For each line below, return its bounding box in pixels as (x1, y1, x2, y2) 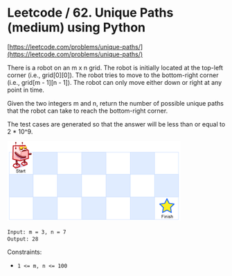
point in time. (7, 86, 45, 94)
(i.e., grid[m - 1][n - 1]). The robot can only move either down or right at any (7, 78, 222, 86)
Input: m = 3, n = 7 (7, 228, 67, 236)
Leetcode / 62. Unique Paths (7, 5, 174, 21)
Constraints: (7, 247, 42, 256)
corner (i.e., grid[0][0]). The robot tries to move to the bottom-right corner (7, 71, 219, 79)
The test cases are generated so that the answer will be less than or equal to (7, 120, 226, 128)
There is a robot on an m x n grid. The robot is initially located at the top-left (7, 63, 224, 72)
